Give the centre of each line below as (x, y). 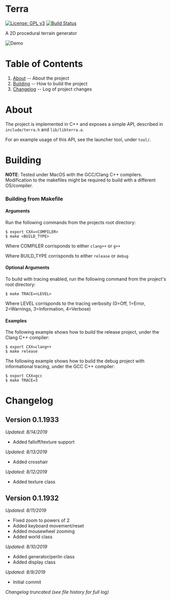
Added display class (34, 562)
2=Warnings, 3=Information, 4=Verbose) (48, 309)
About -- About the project (41, 78)
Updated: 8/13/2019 (26, 452)
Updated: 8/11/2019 (26, 511)
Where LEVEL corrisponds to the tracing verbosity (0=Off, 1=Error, (75, 303)
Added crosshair (30, 462)
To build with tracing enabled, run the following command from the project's (86, 279)
